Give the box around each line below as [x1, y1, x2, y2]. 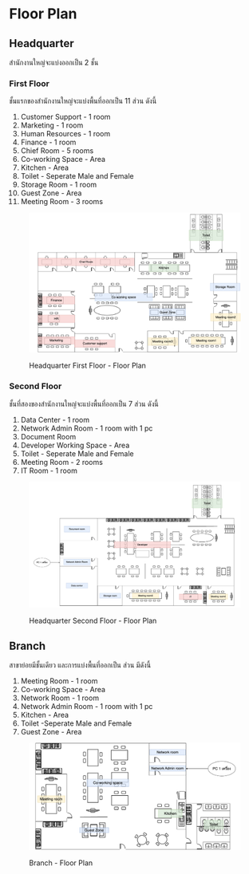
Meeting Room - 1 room [20, 676, 98, 686]
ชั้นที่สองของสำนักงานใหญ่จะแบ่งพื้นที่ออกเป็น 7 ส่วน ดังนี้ [9, 399, 159, 408]
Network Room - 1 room [20, 693, 99, 703]
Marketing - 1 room [20, 120, 84, 130]
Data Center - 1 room [20, 415, 90, 424]
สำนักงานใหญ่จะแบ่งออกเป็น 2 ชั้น [9, 57, 99, 67]
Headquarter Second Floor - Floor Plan [29, 616, 157, 626]
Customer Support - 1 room [20, 112, 111, 122]
